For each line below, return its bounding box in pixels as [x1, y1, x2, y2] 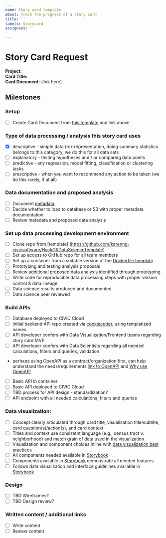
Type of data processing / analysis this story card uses [5, 132, 141, 139]
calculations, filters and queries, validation [12, 349, 100, 355]
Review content [12, 528, 45, 534]
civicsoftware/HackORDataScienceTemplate [12, 247, 103, 253]
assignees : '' [5, 26, 35, 31]
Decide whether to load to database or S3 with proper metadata [12, 206, 144, 212]
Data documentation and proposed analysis [5, 189, 114, 196]
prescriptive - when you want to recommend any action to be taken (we [12, 171, 160, 177]
